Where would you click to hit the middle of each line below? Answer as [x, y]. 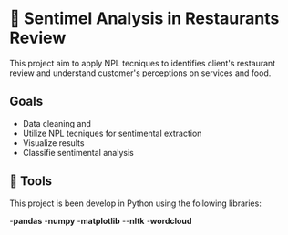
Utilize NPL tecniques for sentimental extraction [112, 133]
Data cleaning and [57, 123]
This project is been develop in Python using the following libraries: [135, 203]
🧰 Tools [31, 181]
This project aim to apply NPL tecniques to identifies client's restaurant [143, 63]
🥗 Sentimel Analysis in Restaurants [144, 19]
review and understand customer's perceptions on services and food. [140, 73]
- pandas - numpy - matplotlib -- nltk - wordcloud [101, 220]
